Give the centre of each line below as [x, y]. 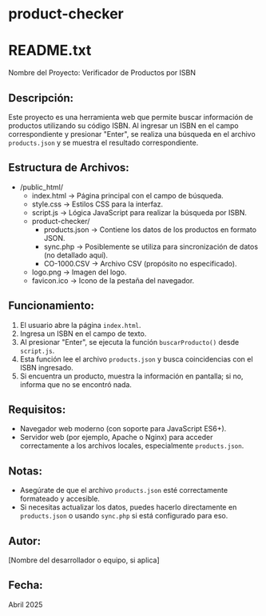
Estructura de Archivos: [69, 168]
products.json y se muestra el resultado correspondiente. [103, 142]
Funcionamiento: [51, 306]
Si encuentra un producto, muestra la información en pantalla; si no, [131, 376]
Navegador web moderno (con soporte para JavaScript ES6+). [123, 429]
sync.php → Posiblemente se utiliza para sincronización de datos [151, 246]
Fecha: [26, 585]
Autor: [25, 541]
